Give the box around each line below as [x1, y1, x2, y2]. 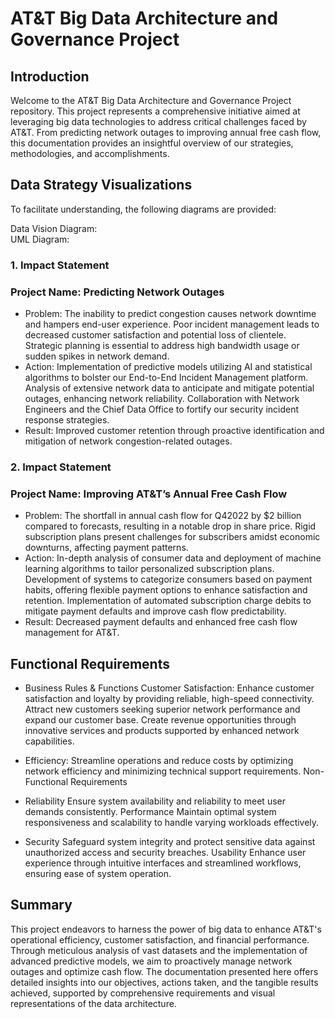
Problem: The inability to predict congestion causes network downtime [24, 308, 317, 320]
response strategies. [24, 414, 110, 426]
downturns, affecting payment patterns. [24, 542, 189, 554]
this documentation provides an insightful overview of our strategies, [10, 137, 294, 149]
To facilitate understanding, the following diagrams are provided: [10, 203, 277, 215]
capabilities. [24, 735, 75, 747]
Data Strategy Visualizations [10, 177, 193, 194]
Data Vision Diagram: [10, 222, 98, 234]
